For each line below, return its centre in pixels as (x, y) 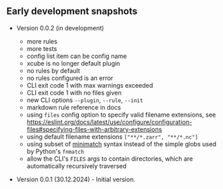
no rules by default (53, 70)
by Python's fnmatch (55, 151)
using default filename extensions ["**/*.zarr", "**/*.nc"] (113, 137)
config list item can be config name (77, 56)
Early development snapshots (72, 11)
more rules (42, 41)
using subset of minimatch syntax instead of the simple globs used (121, 143)
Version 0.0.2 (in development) (60, 28)
